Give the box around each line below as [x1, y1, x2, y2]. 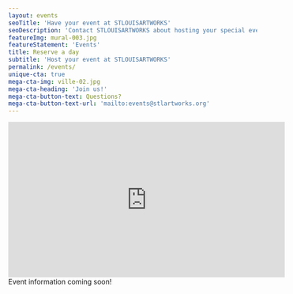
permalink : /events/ [8, 63, 77, 71]
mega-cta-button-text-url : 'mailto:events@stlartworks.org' [8, 100, 211, 107]
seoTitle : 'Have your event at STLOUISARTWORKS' [8, 19, 171, 27]
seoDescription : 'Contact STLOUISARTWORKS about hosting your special [8, 26, 246, 34]
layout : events [8, 11, 58, 20]
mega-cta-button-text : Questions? [8, 92, 122, 100]
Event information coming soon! [8, 277, 112, 287]
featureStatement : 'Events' [8, 41, 101, 49]
